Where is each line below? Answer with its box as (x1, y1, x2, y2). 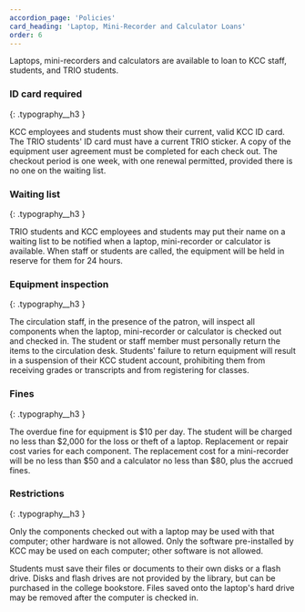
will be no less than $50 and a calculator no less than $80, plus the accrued (9, 455, 294, 466)
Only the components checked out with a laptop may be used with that (9, 525, 275, 536)
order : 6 (9, 30, 43, 39)
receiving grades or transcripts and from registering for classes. (9, 365, 249, 376)
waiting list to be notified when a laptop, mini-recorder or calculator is (9, 235, 271, 246)
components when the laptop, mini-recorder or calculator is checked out (9, 326, 282, 337)
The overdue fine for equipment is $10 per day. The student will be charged (9, 426, 293, 437)
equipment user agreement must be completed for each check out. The (9, 145, 278, 156)
